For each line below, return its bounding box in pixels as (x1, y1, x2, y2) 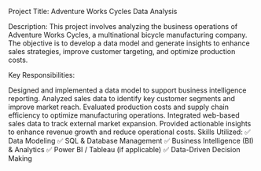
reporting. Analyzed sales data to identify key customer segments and (8, 94, 236, 103)
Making (8, 154, 33, 163)
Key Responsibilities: (8, 71, 75, 79)
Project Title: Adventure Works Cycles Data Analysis (8, 7, 178, 16)
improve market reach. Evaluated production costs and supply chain (8, 102, 230, 111)
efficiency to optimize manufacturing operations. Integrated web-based (8, 111, 240, 120)
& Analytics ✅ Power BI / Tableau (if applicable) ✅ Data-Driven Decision (8, 145, 241, 154)
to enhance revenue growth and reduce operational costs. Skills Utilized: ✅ (8, 127, 251, 136)
